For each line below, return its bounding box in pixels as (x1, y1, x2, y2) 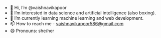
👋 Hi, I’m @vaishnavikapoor (10, 5, 67, 10)
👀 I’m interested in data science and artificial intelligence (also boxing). (10, 10, 156, 16)
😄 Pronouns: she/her (10, 28, 54, 34)
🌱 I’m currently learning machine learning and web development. (10, 15, 144, 21)
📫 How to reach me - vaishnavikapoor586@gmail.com (10, 21, 124, 27)
